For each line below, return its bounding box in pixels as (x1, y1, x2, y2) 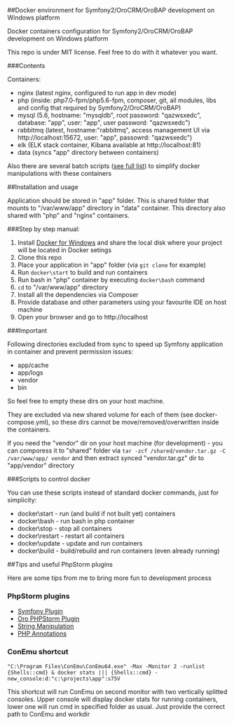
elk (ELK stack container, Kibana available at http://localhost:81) (17, 141, 202, 149)
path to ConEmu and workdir (7, 710, 90, 718)
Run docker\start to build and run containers (17, 268, 149, 276)
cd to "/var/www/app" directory (17, 283, 109, 291)
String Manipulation (17, 622, 74, 630)
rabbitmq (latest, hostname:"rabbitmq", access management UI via (17, 126, 210, 134)
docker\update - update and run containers (17, 539, 143, 547)
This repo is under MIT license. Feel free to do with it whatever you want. (7, 48, 218, 56)
